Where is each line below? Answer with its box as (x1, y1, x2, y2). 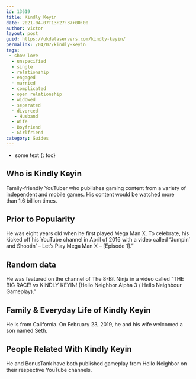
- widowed (11, 97, 36, 102)
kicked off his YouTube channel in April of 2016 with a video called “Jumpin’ (6, 236, 191, 243)
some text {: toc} (14, 152, 56, 159)
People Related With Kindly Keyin (6, 344, 132, 354)
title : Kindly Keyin (6, 14, 57, 20)
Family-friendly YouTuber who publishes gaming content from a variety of (6, 184, 187, 191)
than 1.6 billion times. (6, 197, 57, 204)
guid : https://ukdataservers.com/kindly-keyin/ (6, 36, 126, 42)
